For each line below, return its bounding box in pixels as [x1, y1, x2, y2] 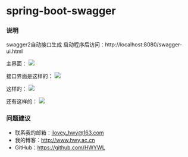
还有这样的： [6, 98, 37, 105]
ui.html [6, 48, 23, 55]
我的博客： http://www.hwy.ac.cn [14, 136, 95, 143]
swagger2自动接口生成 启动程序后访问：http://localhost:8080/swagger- [6, 41, 183, 48]
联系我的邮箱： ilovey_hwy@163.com [14, 129, 104, 136]
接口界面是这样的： [6, 73, 54, 80]
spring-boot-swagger [6, 4, 116, 18]
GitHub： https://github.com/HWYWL [14, 144, 105, 151]
